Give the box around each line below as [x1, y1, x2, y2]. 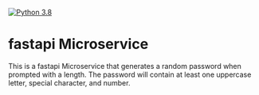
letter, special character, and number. [8, 78, 131, 87]
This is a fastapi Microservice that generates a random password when [8, 61, 241, 70]
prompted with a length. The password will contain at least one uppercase [8, 70, 252, 79]
